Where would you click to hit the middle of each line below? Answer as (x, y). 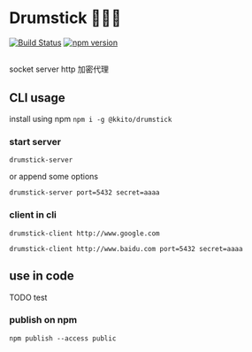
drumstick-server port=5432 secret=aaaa (85, 193)
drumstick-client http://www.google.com (85, 233)
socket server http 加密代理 (59, 69)
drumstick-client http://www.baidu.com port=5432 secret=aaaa (126, 249)
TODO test (28, 297)
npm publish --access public (63, 338)
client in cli (33, 215)
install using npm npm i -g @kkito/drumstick (91, 119)
